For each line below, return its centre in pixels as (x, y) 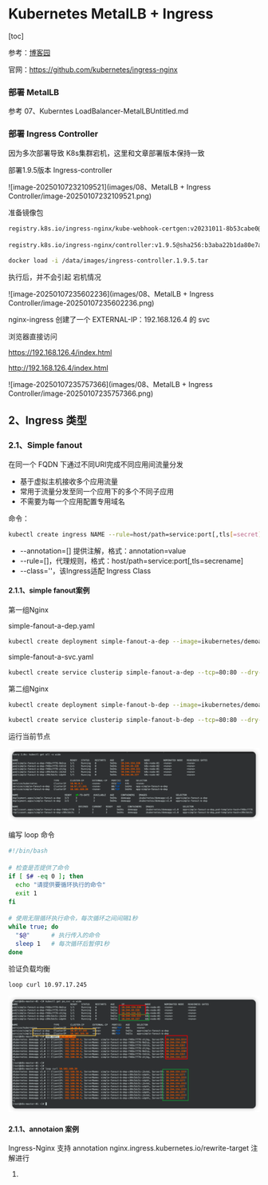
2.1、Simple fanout (45, 445)
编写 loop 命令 (32, 835)
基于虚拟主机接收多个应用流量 (69, 481)
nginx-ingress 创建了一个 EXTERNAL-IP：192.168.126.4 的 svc (109, 320)
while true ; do (33, 927)
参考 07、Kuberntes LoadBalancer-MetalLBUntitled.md (99, 111)
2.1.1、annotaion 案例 (44, 1129)
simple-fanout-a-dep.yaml (52, 625)
